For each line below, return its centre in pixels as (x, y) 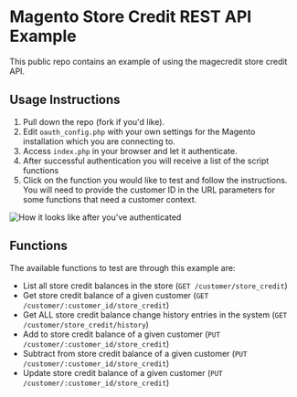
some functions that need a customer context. (110, 199)
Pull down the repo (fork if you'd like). (94, 121)
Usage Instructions (65, 100)
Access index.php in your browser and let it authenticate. (130, 151)
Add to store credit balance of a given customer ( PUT (122, 334)
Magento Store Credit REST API (131, 17)
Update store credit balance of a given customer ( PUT (122, 372)
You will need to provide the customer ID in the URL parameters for (149, 190)
